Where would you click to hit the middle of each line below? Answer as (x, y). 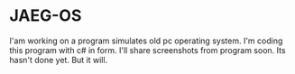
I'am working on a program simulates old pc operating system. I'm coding (146, 41)
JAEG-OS (46, 16)
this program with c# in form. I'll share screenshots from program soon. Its (147, 50)
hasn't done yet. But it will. (59, 60)
